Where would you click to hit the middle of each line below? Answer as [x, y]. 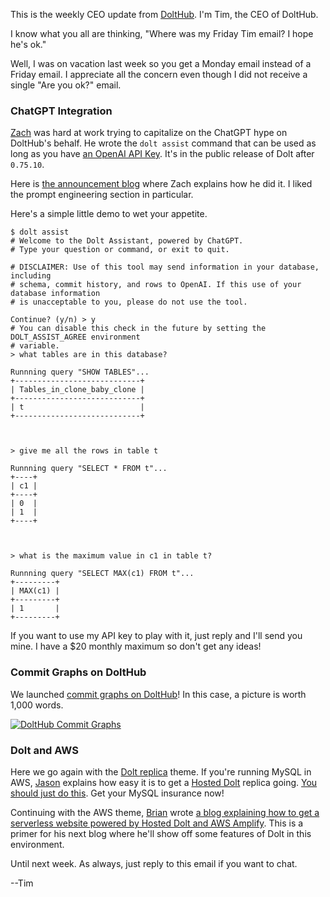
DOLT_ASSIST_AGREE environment [75, 337]
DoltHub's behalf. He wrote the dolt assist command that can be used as [163, 143]
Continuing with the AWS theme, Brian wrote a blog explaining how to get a [165, 812]
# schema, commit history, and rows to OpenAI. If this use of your [156, 285]
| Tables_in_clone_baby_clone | [77, 390]
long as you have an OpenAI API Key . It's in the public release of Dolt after [162, 154]
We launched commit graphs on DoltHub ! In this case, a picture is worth [158, 694]
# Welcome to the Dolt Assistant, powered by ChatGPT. [127, 241]
